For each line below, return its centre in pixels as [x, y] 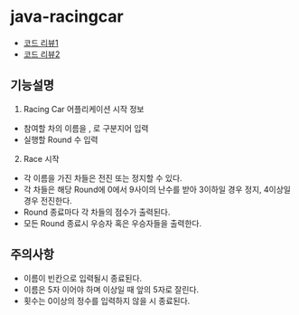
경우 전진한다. [48, 200]
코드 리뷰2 [42, 54]
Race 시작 [41, 158]
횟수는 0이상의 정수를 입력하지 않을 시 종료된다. [107, 301]
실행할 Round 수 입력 [61, 139]
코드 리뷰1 [41, 43]
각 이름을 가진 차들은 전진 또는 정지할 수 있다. [103, 177]
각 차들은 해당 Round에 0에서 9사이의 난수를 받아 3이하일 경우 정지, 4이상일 [157, 189]
